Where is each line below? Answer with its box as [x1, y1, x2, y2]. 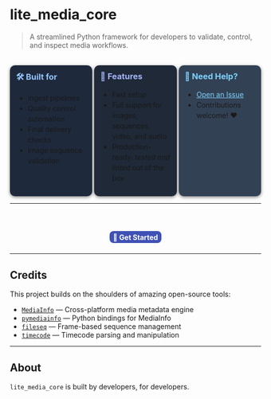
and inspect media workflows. [29, 40, 129, 49]
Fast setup [112, 90, 147, 100]
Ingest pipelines [27, 93, 80, 103]
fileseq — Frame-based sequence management [21, 322, 182, 331]
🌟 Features [100, 70, 143, 81]
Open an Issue [196, 90, 245, 100]
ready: [112, 153, 133, 162]
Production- [112, 142, 151, 152]
